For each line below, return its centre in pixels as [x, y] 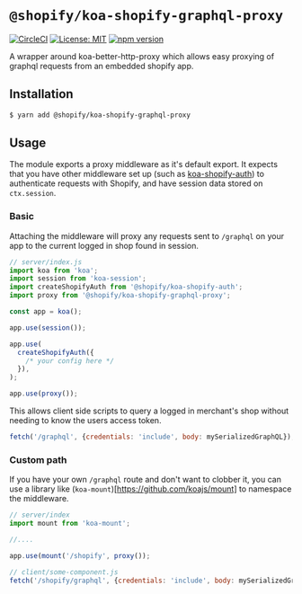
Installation [41, 94]
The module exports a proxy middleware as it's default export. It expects [144, 164]
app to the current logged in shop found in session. [104, 245]
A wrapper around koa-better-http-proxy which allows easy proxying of [142, 56]
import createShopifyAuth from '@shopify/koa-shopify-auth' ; [126, 287]
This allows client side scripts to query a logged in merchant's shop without [149, 411]
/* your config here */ [70, 361]
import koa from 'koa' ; [54, 270]
